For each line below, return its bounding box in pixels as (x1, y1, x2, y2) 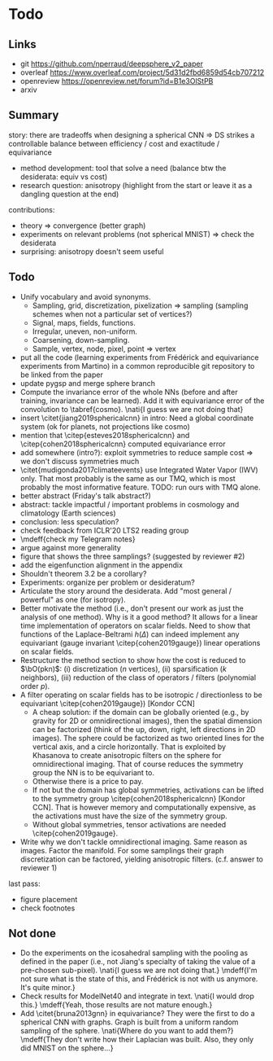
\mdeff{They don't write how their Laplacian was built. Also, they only (19, 1035, 254, 1045)
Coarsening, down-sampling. (32, 335, 130, 344)
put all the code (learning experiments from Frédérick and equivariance (19, 352, 259, 362)
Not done (8, 927, 57, 940)
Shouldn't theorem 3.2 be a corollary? (19, 568, 147, 578)
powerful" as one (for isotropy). (19, 594, 126, 604)
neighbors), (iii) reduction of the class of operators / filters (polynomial (19, 673, 257, 682)
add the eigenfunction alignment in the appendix (19, 559, 183, 570)
